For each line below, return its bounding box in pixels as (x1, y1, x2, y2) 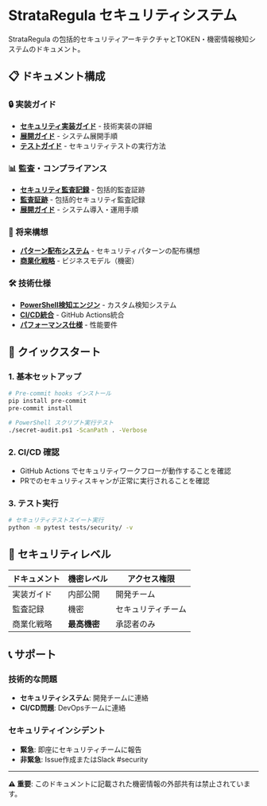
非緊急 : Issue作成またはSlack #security (19, 754, 149, 764)
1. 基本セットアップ (8, 370, 82, 382)
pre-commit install (8, 404, 73, 413)
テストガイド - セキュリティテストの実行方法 (19, 141, 167, 150)
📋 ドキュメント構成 (8, 70, 106, 83)
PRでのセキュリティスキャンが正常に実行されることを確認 (19, 475, 210, 485)
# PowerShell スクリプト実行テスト (8, 418, 114, 427)
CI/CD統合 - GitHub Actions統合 (19, 310, 125, 320)
